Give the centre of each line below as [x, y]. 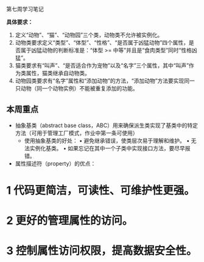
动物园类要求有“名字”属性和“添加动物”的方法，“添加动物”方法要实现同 [102, 81]
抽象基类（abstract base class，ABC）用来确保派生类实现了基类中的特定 [106, 125]
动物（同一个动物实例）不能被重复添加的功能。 [79, 88]
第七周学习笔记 [25, 9]
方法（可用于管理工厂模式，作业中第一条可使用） [76, 133]
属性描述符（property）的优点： [55, 163]
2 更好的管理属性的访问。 [70, 221]
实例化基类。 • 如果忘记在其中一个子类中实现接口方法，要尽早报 [110, 148]
